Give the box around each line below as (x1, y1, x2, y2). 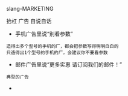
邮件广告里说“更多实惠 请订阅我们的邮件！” (14, 61, 123, 68)
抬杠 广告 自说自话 (6, 17, 52, 25)
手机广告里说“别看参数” (14, 30, 74, 37)
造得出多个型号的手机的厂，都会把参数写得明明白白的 (6, 43, 119, 49)
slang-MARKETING (6, 5, 54, 12)
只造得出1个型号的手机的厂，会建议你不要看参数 (6, 50, 108, 56)
